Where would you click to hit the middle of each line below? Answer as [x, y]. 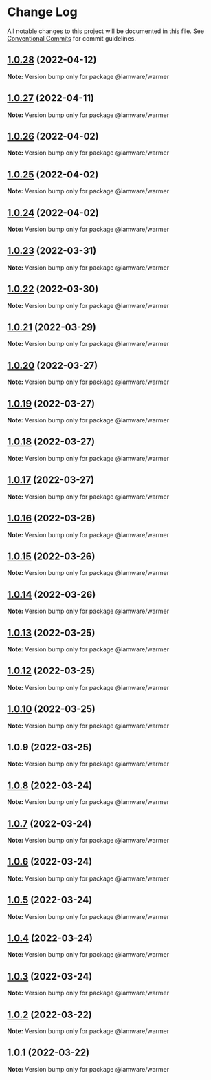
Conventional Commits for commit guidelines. [71, 38]
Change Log [42, 12]
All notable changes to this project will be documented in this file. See [106, 31]
